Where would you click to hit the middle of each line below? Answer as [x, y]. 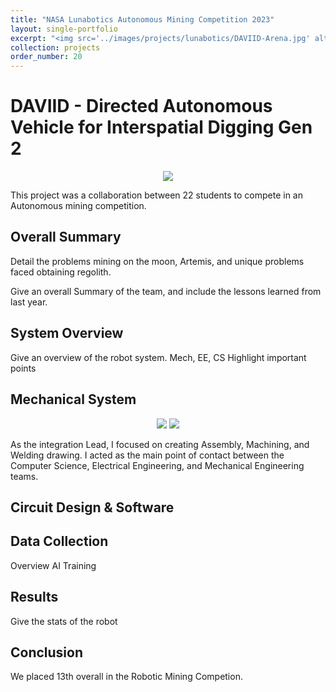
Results [34, 597]
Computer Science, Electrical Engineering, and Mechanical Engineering [157, 465]
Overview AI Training [53, 565]
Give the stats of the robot [64, 621]
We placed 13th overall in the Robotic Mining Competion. [126, 677]
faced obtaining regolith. [61, 272]
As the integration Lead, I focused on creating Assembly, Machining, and [160, 444]
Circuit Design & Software [92, 507]
